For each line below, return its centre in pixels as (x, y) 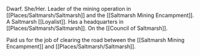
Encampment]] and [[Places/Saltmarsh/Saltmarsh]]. (71, 46)
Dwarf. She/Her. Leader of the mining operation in (69, 9)
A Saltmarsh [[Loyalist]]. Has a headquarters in (65, 22)
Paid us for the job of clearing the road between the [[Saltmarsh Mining (95, 40)
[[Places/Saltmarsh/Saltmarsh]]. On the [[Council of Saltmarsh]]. (87, 28)
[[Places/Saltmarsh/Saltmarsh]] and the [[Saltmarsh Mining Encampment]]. (100, 15)
